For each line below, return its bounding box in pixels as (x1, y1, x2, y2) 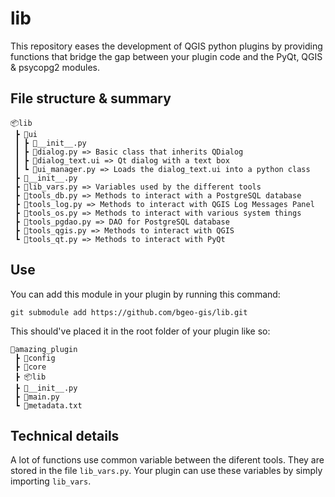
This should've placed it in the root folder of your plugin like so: (10, 325, 271, 337)
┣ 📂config (14, 353, 56, 363)
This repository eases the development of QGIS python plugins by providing (10, 40, 323, 52)
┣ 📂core (14, 362, 47, 372)
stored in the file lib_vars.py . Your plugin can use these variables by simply (10, 465, 323, 477)
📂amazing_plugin (10, 344, 78, 354)
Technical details (10, 427, 120, 444)
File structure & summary (10, 90, 172, 107)
